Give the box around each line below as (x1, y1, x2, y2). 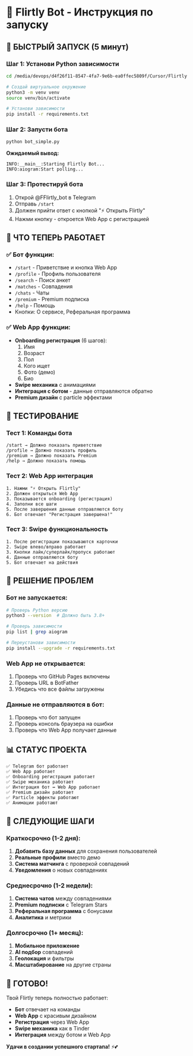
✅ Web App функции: (6, 323, 71, 331)
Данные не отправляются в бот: (6, 700, 105, 709)
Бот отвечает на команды (14, 1006, 81, 1013)
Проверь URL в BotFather (14, 679, 79, 687)
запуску (6, 18, 49, 32)
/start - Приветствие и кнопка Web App (14, 264, 118, 271)
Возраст (23, 349, 45, 356)
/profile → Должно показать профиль (6, 448, 97, 454)
